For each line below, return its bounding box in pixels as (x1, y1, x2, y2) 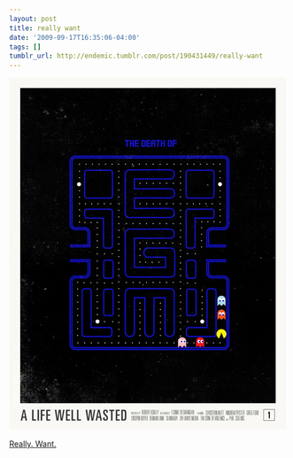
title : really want (9, 23, 81, 33)
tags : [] (9, 43, 42, 51)
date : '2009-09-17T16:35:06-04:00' (9, 33, 141, 42)
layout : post (9, 14, 58, 23)
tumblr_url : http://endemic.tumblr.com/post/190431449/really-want (9, 51, 264, 61)
